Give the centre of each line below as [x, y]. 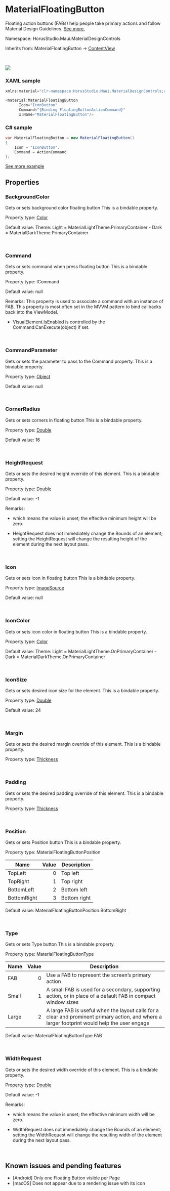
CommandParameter [31, 350]
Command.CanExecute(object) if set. [51, 327]
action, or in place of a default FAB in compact [101, 996]
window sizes [62, 1002]
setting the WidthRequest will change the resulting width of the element [87, 1135]
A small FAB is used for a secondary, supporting [103, 990]
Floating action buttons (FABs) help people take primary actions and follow [83, 23]
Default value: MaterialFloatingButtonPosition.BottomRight [66, 910]
